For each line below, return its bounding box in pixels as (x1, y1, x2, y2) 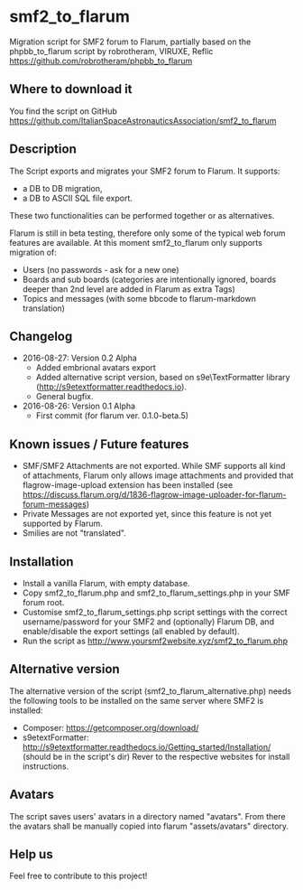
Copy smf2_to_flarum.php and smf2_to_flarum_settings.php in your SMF (22, 587, 291, 598)
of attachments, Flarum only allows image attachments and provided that (22, 470, 294, 481)
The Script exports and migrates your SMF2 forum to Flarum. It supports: (9, 165, 280, 176)
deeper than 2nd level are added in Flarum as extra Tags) (22, 283, 236, 295)
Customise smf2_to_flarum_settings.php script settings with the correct (22, 607, 288, 617)
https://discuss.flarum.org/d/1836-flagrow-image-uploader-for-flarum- (22, 490, 287, 501)
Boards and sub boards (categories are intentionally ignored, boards (22, 274, 277, 285)
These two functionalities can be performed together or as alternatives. (9, 210, 275, 220)
